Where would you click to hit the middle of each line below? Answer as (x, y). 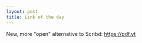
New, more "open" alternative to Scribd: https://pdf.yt (71, 34)
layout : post (22, 11)
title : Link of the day (35, 17)
